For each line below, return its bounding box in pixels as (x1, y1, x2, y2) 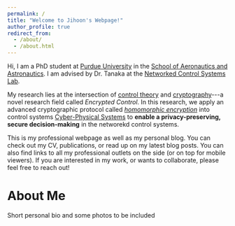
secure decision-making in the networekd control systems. (7, 120, 180, 128)
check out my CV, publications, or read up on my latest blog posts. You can (7, 141, 224, 149)
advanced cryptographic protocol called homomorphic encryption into (7, 106, 210, 113)
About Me (7, 188, 66, 204)
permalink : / (7, 10, 45, 17)
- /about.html (13, 43, 55, 50)
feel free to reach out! (7, 164, 70, 171)
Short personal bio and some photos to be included (7, 211, 155, 219)
